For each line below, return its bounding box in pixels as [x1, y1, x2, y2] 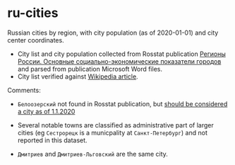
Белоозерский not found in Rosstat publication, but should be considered [17, 99, 228, 108]
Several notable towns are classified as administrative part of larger [17, 120, 214, 129]
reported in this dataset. [17, 136, 88, 144]
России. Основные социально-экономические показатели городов [17, 57, 222, 65]
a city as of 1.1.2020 [17, 107, 76, 115]
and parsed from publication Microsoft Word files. [17, 64, 162, 73]
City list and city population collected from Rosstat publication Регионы [17, 50, 226, 58]
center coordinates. [7, 35, 65, 44]
